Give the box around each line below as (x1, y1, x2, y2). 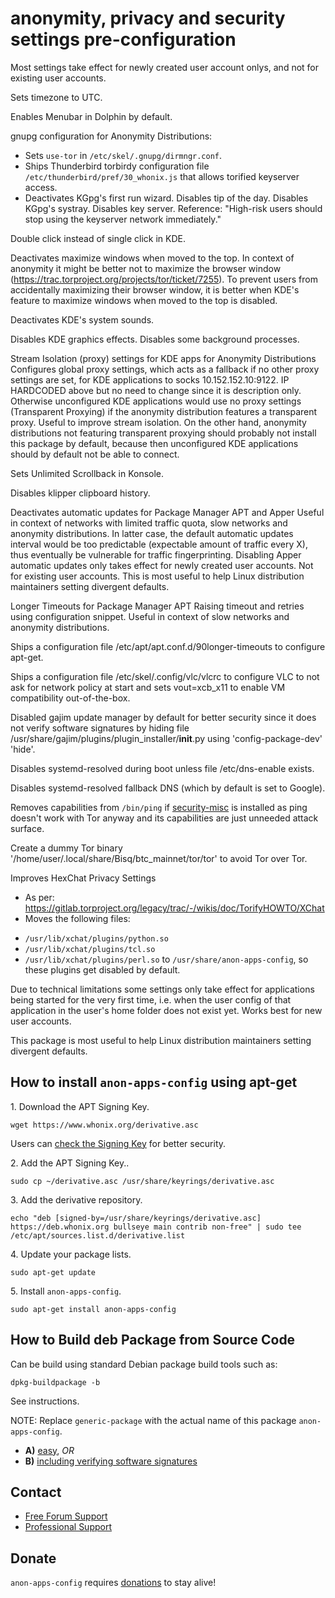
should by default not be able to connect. (10, 448, 180, 460)
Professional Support (24, 1521, 112, 1533)
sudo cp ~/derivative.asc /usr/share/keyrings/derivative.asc (10, 1176, 275, 1186)
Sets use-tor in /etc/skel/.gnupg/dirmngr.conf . (24, 149, 223, 161)
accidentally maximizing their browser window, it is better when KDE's (10, 283, 300, 296)
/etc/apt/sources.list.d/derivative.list (10, 1230, 186, 1241)
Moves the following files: (24, 912, 131, 924)
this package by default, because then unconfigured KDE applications (10, 437, 299, 449)
